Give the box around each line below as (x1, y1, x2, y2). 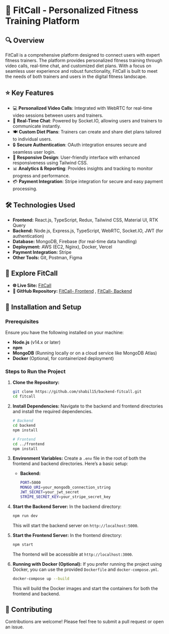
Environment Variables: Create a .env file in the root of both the (12, 455, 146, 462)
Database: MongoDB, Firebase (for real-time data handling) (12, 238, 137, 244)
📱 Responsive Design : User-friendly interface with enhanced (12, 154, 140, 160)
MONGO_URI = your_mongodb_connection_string (20, 485, 111, 490)
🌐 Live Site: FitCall (12, 283, 51, 289)
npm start (12, 542, 34, 547)
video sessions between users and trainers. (12, 112, 103, 118)
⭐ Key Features (5, 88, 54, 98)
